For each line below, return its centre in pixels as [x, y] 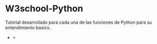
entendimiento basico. [28, 27]
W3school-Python [44, 9]
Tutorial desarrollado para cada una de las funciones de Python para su [78, 22]
